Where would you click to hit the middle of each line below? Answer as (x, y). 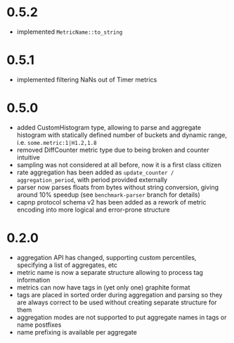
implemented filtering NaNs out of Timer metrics (87, 79)
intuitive (28, 157)
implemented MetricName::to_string (70, 32)
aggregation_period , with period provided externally (92, 179)
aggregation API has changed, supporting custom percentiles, (106, 257)
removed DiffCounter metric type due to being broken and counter (113, 150)
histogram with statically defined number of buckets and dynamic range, (122, 135)
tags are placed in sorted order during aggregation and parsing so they (119, 295)
